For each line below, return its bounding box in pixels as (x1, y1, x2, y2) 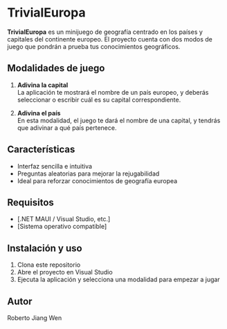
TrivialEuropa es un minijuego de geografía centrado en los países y (7, 28, 203, 36)
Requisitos (7, 196, 54, 208)
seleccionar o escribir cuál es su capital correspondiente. (17, 95, 181, 104)
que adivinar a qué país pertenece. (17, 123, 117, 132)
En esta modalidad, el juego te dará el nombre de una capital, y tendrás (17, 116, 221, 124)
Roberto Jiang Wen (7, 314, 62, 322)
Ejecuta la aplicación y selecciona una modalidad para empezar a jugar (17, 275, 220, 284)
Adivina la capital (17, 81, 69, 89)
